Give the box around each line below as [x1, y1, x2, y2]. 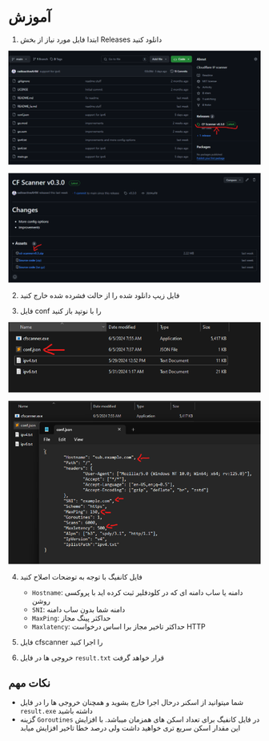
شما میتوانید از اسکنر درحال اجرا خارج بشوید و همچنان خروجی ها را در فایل [19, 698, 244, 707]
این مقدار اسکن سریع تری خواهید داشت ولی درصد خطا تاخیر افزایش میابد [19, 723, 241, 733]
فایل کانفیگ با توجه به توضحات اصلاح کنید [19, 572, 143, 582]
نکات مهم [8, 676, 50, 690]
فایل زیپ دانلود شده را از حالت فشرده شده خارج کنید [19, 290, 180, 300]
